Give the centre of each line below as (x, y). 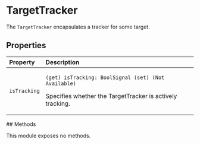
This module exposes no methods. (49, 135)
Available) (61, 83)
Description (62, 62)
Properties (26, 45)
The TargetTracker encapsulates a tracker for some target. (78, 27)
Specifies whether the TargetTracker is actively (111, 96)
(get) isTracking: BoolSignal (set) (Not (105, 77)
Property (22, 62)
